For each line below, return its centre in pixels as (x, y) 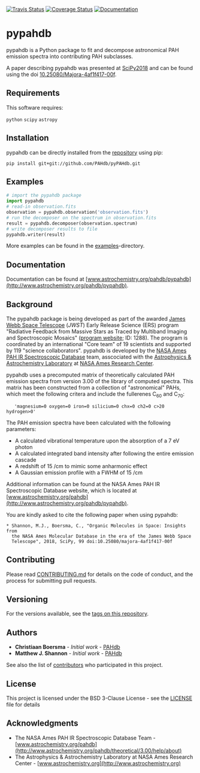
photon (24, 447)
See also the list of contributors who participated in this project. (85, 665)
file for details (23, 705)
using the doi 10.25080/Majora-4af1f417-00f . (61, 74)
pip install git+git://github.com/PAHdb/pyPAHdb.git (73, 163)
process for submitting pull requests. (51, 580)
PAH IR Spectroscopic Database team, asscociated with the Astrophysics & (99, 357)
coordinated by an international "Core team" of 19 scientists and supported (99, 344)
